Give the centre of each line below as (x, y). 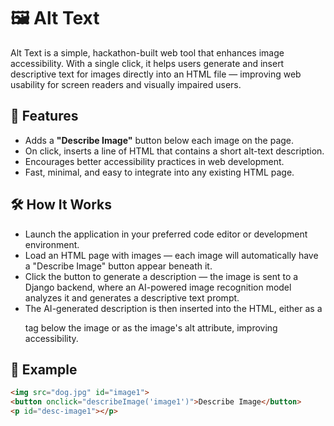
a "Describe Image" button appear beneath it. (118, 266)
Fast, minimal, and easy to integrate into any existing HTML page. (159, 172)
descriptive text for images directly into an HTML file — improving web (156, 74)
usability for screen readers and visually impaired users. (126, 84)
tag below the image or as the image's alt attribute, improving (151, 327)
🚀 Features (44, 116)
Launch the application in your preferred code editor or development (166, 234)
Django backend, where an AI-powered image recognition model (158, 287)
